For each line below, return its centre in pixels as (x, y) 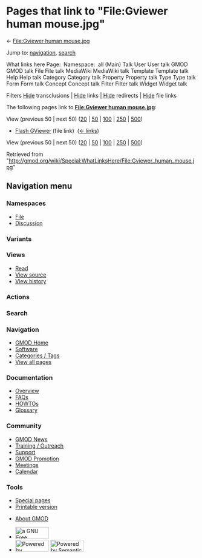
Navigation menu (39, 186)
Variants (19, 239)
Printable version (36, 506)
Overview (27, 391)
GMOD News (31, 439)
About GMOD (32, 518)
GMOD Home (31, 342)
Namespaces (26, 203)
